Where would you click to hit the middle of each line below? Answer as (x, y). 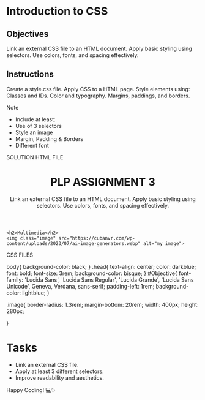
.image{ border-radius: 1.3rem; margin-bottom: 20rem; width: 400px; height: (102, 304)
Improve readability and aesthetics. (59, 377)
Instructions (30, 74)
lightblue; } (36, 293)
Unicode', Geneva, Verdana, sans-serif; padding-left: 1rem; (80, 286)
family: (15, 279)
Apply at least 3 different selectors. (59, 371)
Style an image (34, 132)
